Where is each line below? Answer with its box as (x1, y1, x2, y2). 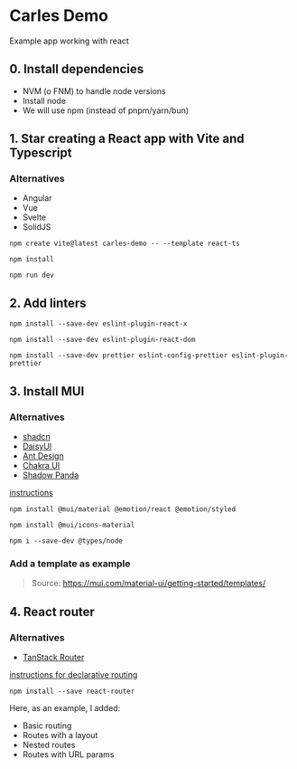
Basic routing (22, 720, 72, 731)
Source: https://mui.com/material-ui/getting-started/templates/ (31, 578, 266, 589)
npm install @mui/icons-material (9, 520, 135, 529)
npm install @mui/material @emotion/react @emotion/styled (9, 504, 237, 514)
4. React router (9, 603, 95, 620)
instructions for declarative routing (9, 669, 138, 679)
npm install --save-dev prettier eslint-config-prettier (9, 351, 228, 360)
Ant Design (22, 450, 65, 461)
